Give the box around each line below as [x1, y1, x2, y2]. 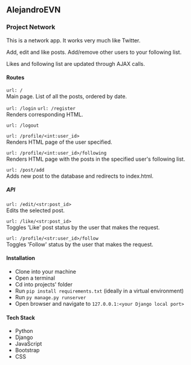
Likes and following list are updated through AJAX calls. [6, 60, 145, 67]
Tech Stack [6, 314, 35, 321]
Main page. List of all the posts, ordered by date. [6, 92, 127, 100]
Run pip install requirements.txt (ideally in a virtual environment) [15, 287, 184, 295]
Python [15, 328, 33, 335]
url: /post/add [6, 167, 45, 173]
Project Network [6, 23, 56, 31]
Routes [6, 74, 25, 81]
